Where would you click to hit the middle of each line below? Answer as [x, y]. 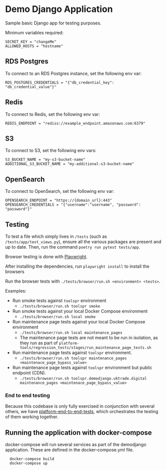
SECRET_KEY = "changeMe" [31, 42]
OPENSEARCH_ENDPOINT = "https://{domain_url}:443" [59, 200]
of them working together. [32, 417]
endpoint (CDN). [29, 373]
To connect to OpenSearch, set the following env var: [60, 191]
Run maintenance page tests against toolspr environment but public [82, 368]
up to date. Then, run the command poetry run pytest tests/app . [73, 247]
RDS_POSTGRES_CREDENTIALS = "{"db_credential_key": [60, 82]
